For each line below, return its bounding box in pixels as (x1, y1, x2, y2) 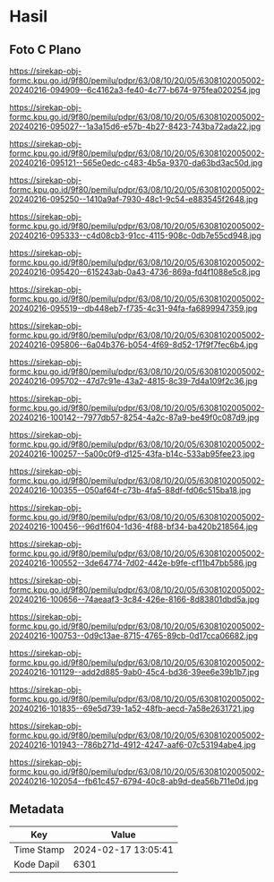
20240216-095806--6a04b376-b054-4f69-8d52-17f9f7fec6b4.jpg (9, 339, 258, 350)
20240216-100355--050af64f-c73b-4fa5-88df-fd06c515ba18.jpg (9, 485, 252, 495)
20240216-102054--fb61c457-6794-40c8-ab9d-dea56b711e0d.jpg (9, 776, 259, 786)
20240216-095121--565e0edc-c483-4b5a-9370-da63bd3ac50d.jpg (9, 158, 263, 167)
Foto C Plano (9, 42, 81, 57)
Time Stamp (13, 843, 65, 856)
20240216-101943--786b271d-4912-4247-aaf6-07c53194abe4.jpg (9, 740, 256, 749)
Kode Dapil (13, 858, 60, 870)
